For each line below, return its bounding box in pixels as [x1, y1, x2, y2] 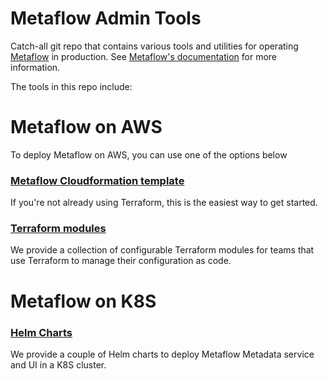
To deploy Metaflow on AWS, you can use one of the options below [10, 148, 288, 161]
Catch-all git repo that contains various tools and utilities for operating [10, 40, 299, 52]
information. [10, 61, 61, 73]
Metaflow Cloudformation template [10, 173, 185, 187]
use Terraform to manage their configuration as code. [10, 255, 232, 267]
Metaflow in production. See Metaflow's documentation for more [10, 50, 278, 62]
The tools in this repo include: [10, 80, 133, 92]
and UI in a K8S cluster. [10, 358, 107, 371]
